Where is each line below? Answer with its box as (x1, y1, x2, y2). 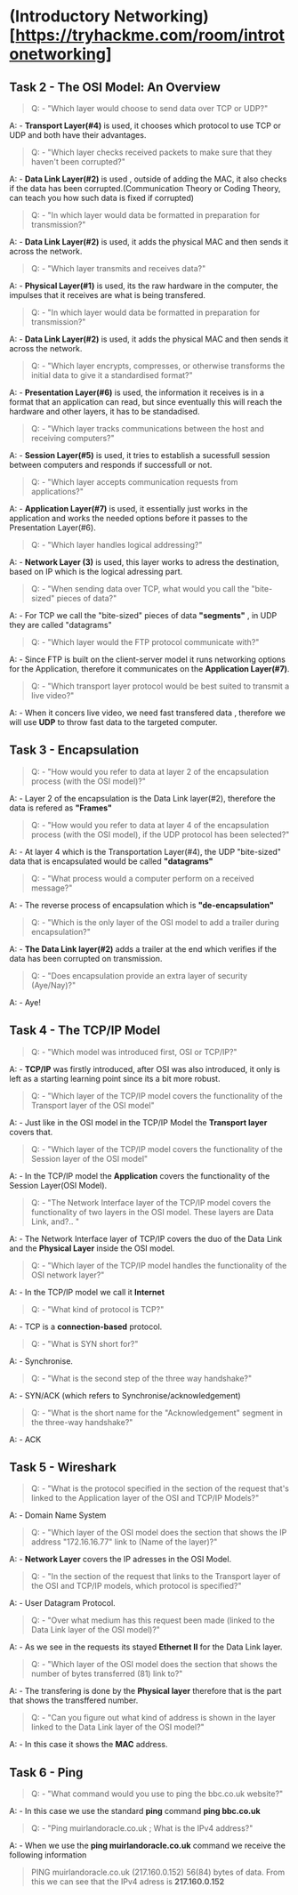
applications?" (30, 487, 85, 496)
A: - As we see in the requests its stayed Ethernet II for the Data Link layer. (9, 1641, 283, 1652)
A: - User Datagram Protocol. (9, 1598, 116, 1609)
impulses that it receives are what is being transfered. (9, 290, 206, 300)
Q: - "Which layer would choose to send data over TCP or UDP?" (30, 103, 269, 113)
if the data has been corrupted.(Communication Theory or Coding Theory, (9, 183, 281, 193)
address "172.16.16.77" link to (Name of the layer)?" (30, 1536, 218, 1547)
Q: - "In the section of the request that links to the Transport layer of (30, 1571, 281, 1582)
